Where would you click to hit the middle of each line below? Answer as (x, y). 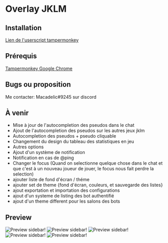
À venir (17, 113)
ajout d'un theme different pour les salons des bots (66, 201)
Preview (19, 217)
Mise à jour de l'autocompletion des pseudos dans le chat (73, 125)
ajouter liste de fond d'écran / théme (51, 180)
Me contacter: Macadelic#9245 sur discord (51, 97)
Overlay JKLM (36, 9)
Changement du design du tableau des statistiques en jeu (73, 142)
